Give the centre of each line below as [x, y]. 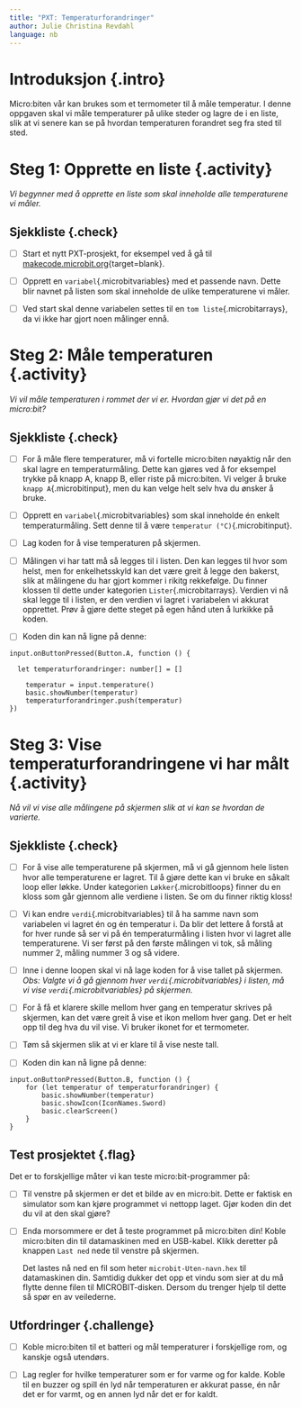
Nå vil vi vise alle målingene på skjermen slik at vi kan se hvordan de [137, 808]
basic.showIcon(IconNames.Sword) [104, 1104]
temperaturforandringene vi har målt [149, 763]
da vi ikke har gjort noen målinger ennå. [96, 319]
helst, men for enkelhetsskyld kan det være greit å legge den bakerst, [151, 571]
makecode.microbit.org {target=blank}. [93, 264]
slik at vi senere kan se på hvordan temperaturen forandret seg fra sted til [146, 123]
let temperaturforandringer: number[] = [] [100, 669]
